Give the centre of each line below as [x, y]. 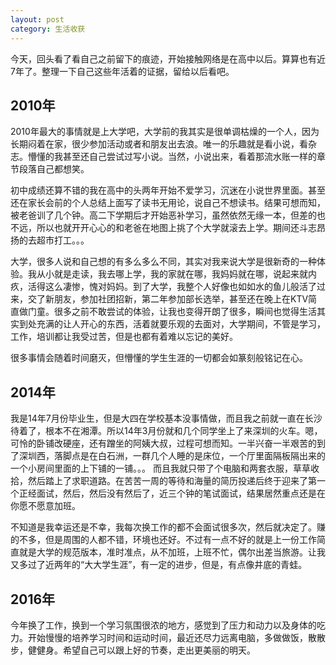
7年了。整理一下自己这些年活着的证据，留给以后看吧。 [122, 71]
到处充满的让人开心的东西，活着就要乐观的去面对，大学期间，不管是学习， [172, 324]
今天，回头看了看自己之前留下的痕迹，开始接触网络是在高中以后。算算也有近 [168, 58]
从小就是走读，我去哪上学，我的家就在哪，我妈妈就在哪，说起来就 [172, 274]
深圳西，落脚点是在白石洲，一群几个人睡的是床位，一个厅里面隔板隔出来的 [172, 456]
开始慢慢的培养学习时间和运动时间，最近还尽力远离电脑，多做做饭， [167, 637]
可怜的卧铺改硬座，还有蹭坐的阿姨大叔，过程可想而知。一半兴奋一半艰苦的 [163, 443]
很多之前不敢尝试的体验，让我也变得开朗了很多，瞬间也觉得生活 [185, 312]
